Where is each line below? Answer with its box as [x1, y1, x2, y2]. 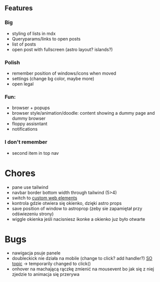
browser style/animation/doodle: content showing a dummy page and [11, 110, 155, 116]
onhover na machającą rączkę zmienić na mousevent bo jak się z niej [11, 266, 154, 272]
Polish [4, 59, 20, 66]
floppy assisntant [11, 121, 48, 127]
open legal [11, 81, 34, 87]
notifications [11, 126, 38, 132]
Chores [4, 167, 36, 179]
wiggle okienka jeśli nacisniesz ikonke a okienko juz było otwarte [11, 216, 146, 222]
